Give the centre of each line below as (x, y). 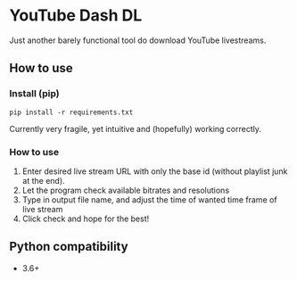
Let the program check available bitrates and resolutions (126, 190)
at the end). (43, 180)
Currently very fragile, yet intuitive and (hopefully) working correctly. (135, 128)
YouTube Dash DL (76, 16)
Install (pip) (34, 94)
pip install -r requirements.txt (71, 112)
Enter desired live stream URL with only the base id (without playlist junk (155, 171)
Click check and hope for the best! (86, 219)
